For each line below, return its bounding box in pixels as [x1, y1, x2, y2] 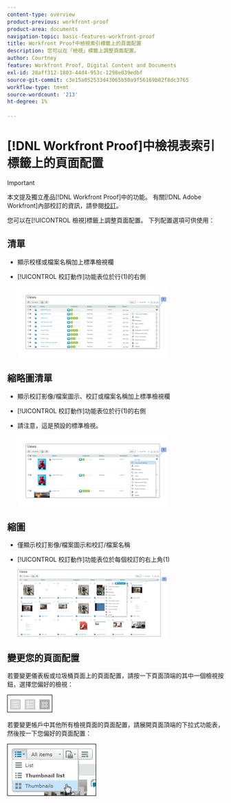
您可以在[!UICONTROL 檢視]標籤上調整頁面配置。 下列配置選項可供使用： [7, 216, 215, 224]
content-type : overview [7, 11, 76, 18]
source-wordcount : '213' [7, 91, 78, 98]
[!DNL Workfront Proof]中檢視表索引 [7, 138, 215, 154]
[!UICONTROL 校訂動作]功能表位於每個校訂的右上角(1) [16, 555, 170, 564]
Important [7, 178, 35, 187]
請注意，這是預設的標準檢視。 [16, 421, 102, 430]
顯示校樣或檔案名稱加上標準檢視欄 [16, 258, 114, 266]
